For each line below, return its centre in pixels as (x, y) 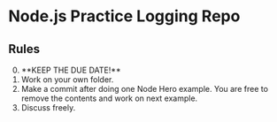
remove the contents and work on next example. (109, 98)
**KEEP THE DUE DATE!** (71, 70)
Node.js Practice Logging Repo (124, 16)
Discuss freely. (48, 107)
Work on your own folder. (67, 80)
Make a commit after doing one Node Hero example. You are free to (145, 89)
